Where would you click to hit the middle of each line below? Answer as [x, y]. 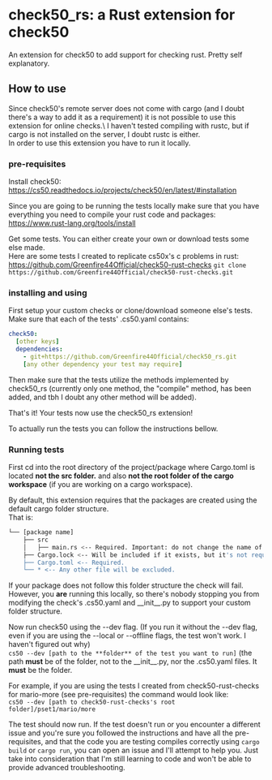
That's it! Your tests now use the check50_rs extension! [101, 412]
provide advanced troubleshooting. [67, 768]
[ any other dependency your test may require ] [103, 364]
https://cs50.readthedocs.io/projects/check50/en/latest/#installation [123, 190]
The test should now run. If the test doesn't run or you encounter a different [134, 725]
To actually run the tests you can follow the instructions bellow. [113, 429]
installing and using [48, 292]
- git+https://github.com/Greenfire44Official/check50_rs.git [130, 356]
